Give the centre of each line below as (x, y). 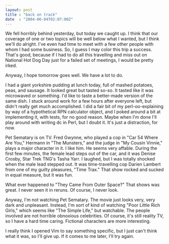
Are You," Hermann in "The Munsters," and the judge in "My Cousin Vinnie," (84, 143)
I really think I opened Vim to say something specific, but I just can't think (81, 231)
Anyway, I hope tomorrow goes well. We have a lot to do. (64, 75)
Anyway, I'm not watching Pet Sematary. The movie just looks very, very (80, 200)
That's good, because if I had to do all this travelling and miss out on (76, 55)
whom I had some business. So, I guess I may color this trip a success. (79, 50)
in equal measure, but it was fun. (39, 175)
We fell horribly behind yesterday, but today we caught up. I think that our (82, 34)
